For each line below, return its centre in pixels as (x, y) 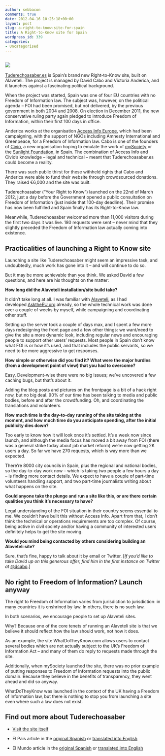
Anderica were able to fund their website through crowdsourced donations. (81, 177)
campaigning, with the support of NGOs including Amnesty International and (82, 136)
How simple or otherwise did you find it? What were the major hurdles (78, 361)
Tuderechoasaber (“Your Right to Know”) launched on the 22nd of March (79, 192)
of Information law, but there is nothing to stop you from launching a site (78, 696)
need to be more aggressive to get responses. (52, 351)
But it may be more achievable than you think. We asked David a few (75, 275)
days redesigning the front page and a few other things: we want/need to (79, 330)
